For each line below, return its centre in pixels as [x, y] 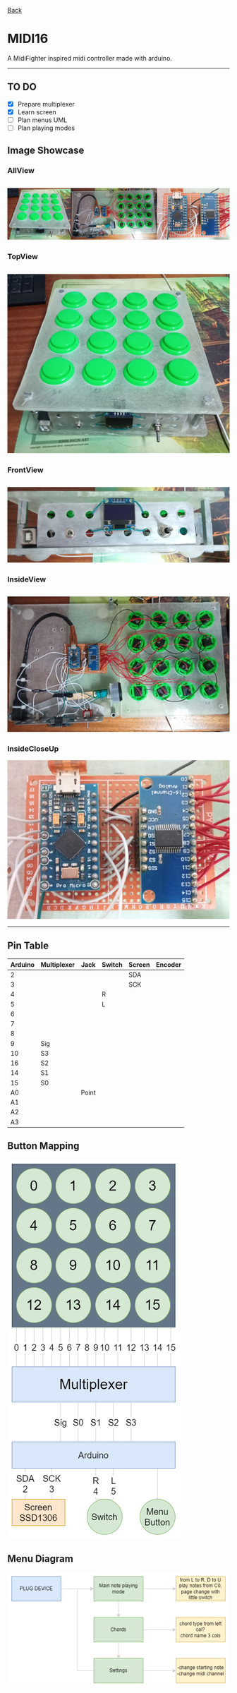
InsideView [27, 579]
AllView [21, 171]
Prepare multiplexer [46, 104]
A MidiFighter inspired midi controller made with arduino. [90, 58]
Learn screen [37, 112]
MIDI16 [28, 39]
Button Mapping [43, 1146]
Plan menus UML [42, 120]
